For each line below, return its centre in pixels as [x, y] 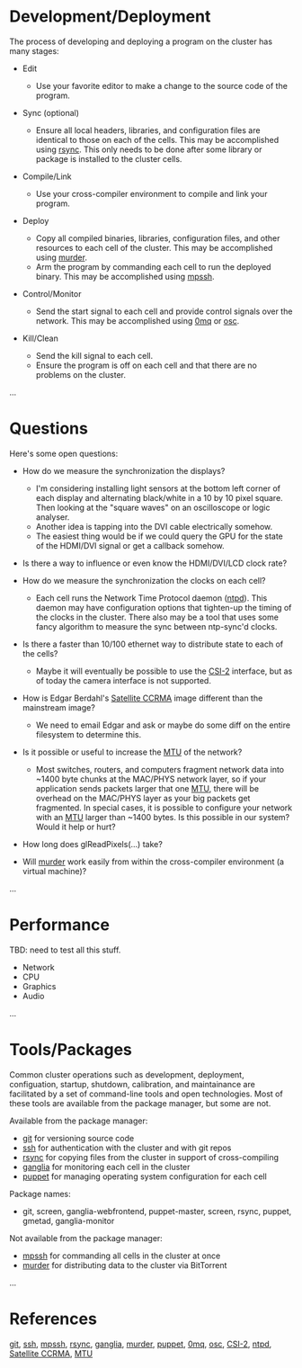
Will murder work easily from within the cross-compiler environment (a [153, 862]
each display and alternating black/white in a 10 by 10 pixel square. [159, 497]
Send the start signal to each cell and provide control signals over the [164, 311]
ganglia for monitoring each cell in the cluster [106, 1167]
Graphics [39, 986]
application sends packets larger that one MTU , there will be [147, 788]
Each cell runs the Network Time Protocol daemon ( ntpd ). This [151, 598]
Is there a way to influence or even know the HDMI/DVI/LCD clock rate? [155, 563]
